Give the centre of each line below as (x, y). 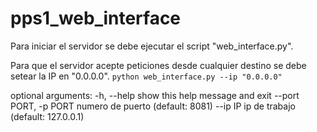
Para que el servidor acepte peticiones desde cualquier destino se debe (158, 65)
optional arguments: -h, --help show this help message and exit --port (155, 95)
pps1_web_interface (96, 18)
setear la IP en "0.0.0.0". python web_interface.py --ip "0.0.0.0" (146, 76)
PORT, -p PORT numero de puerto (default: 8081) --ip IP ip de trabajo (153, 106)
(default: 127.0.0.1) (47, 116)
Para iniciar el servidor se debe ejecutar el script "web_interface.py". (152, 46)
